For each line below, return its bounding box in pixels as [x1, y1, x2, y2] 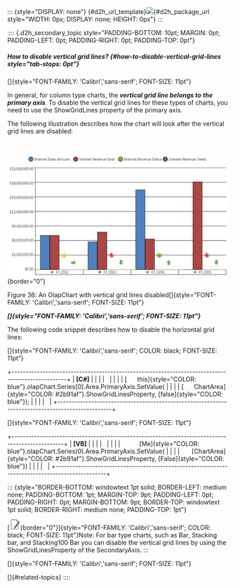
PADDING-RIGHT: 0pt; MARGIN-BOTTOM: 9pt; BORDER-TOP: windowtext [7, 498, 220, 507]
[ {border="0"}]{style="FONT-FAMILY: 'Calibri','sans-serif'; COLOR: [7, 523, 211, 532]
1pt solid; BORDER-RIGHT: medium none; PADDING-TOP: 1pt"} [7, 506, 187, 514]
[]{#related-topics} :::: [7, 573, 71, 582]
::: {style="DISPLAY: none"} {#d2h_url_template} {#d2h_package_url [7, 8, 210, 15]
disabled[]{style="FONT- [144, 291, 216, 299]
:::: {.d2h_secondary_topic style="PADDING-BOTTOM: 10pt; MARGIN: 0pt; [7, 29, 220, 37]
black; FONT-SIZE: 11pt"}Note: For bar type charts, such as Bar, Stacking [7, 531, 217, 540]
